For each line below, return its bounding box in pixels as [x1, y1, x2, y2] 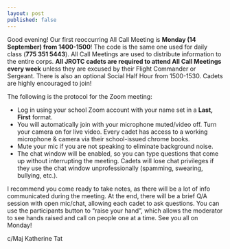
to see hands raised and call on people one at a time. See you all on [7, 213, 198, 222]
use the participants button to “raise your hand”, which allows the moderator [7, 206, 223, 215]
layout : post [7, 10, 45, 17]
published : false [7, 16, 57, 23]
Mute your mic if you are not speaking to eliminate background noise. [16, 142, 214, 150]
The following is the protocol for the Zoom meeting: [7, 92, 152, 100]
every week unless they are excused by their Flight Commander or [7, 64, 196, 73]
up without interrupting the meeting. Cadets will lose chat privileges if [16, 156, 214, 165]
